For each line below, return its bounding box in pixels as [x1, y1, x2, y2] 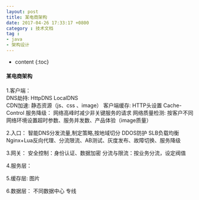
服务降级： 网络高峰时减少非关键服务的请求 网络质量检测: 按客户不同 [26, 110, 194, 117]
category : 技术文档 [6, 25, 54, 32]
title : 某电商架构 [6, 14, 48, 20]
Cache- [163, 102, 182, 109]
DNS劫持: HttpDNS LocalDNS [6, 95, 79, 102]
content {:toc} [14, 58, 49, 65]
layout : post [6, 8, 39, 15]
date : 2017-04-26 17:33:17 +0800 [6, 20, 89, 26]
